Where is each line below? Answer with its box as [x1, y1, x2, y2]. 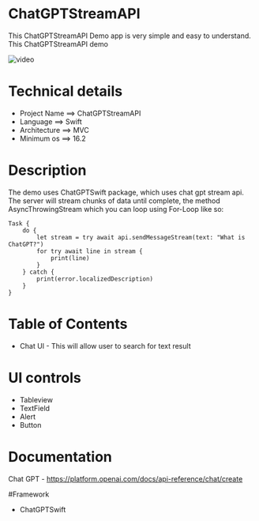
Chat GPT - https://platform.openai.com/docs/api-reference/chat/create [8, 474, 243, 483]
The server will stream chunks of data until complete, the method [8, 195, 221, 206]
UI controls [8, 368, 81, 387]
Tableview [19, 395, 54, 404]
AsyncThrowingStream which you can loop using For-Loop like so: [8, 204, 224, 213]
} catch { [22, 268, 55, 276]
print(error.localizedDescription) [36, 274, 154, 283]
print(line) [50, 254, 90, 262]
